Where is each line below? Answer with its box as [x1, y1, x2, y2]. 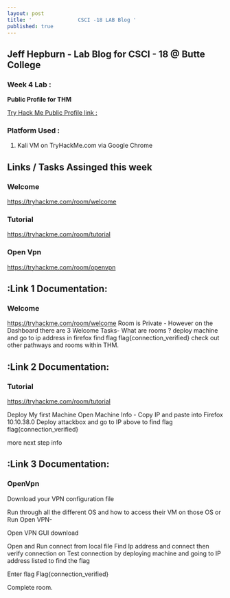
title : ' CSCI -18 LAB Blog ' [7, 16, 137, 23]
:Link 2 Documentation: [7, 361, 110, 373]
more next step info [7, 439, 62, 447]
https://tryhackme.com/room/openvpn [7, 263, 116, 272]
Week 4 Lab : [7, 80, 51, 89]
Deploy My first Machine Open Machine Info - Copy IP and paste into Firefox [7, 410, 223, 419]
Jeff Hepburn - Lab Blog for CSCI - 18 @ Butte [7, 48, 206, 60]
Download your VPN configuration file [7, 494, 115, 502]
